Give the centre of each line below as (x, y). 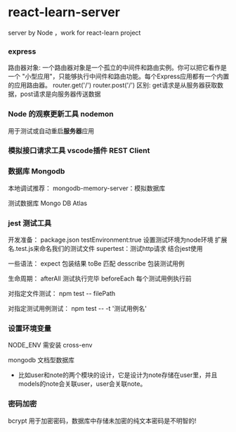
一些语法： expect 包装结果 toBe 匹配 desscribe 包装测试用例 (96, 264)
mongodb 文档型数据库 (41, 360)
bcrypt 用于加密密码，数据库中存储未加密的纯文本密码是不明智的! (103, 421)
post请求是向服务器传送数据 (60, 94)
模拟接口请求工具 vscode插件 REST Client (79, 151)
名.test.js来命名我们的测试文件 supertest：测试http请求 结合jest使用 (105, 249)
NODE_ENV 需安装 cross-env (50, 345)
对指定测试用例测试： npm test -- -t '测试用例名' (77, 309)
